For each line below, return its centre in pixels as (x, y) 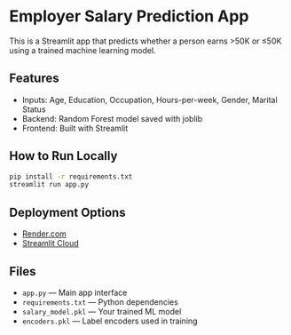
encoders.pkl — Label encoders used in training (110, 321)
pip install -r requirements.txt (71, 176)
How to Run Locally (63, 156)
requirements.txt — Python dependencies (100, 302)
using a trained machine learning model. (83, 50)
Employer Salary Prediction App (129, 16)
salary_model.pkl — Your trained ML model (102, 311)
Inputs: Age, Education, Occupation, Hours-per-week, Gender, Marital (149, 100)
